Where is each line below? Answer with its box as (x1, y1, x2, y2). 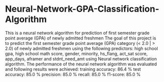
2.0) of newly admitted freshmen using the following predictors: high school (5, 45, 158, 51)
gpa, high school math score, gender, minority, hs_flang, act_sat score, (5, 50, 148, 57)
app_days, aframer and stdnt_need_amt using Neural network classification (5, 56, 157, 61)
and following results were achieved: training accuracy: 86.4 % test (5, 66, 141, 72)
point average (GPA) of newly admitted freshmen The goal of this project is (5, 35, 157, 41)
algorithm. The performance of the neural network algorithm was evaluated (5, 61, 157, 67)
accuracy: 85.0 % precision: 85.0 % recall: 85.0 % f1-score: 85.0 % (5, 71, 141, 77)
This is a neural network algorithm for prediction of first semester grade (5, 30, 150, 36)
